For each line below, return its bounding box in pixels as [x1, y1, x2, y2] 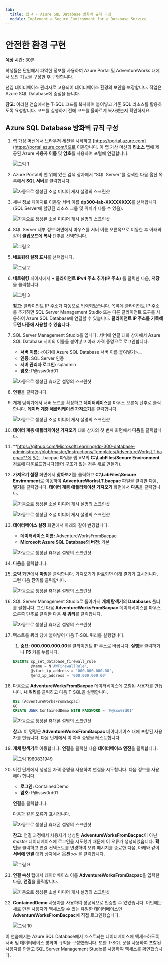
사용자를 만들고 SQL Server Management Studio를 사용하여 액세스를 [5, 946, 141, 952]
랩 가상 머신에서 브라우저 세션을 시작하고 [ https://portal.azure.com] [12, 138, 146, 144]
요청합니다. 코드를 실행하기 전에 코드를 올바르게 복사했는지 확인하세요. [14, 108, 151, 114]
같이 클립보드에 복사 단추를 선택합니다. [12, 233, 88, 239]
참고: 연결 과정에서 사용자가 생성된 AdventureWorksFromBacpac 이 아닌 [12, 832, 158, 838]
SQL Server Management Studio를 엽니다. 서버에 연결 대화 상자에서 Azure [12, 332, 161, 338]
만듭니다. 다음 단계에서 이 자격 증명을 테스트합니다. [22, 735, 121, 741]
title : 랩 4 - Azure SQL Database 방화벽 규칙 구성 [10, 12, 112, 17]
